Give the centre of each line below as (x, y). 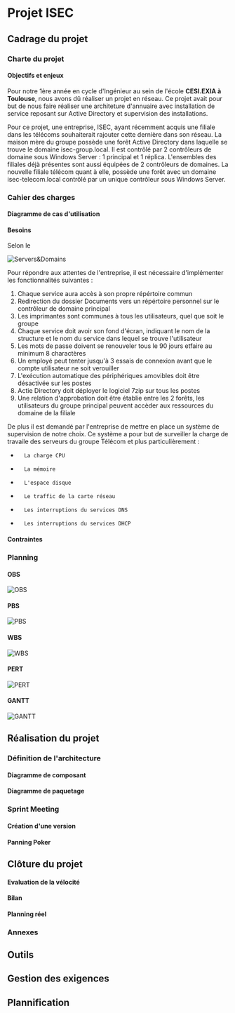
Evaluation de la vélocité (44, 882)
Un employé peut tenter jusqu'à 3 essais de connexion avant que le (115, 361)
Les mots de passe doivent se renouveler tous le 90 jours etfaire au (115, 346)
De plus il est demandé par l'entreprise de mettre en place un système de (113, 427)
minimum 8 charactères (52, 354)
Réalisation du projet (53, 738)
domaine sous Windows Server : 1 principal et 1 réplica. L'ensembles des (112, 156)
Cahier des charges (41, 197)
